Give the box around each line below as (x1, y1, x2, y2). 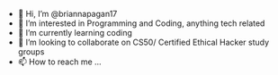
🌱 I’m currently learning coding (17, 28, 133, 37)
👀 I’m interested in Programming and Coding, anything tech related (17, 18, 265, 29)
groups (17, 46, 45, 57)
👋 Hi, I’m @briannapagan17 (17, 9, 118, 19)
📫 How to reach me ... (17, 56, 102, 67)
